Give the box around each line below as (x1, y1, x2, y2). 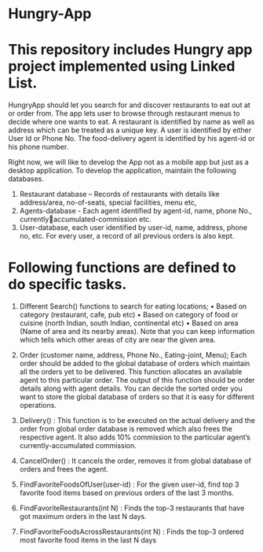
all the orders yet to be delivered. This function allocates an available (19, 367, 243, 376)
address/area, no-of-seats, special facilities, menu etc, (19, 198, 197, 207)
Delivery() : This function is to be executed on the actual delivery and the (19, 416, 256, 425)
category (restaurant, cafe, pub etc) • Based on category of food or (19, 310, 239, 320)
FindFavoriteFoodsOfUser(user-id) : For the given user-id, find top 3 (19, 480, 239, 489)
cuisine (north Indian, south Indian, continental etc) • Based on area (19, 318, 239, 328)
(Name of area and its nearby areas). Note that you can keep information (19, 327, 255, 336)
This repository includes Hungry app (8, 41, 253, 59)
